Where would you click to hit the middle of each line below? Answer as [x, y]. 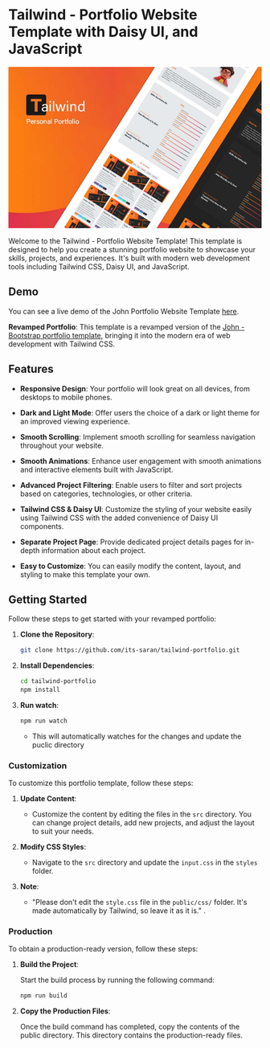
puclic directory [58, 744]
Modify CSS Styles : [53, 847]
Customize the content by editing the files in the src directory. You [141, 814]
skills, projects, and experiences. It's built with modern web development [129, 258]
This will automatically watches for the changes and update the [137, 736]
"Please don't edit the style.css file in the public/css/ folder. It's [139, 903]
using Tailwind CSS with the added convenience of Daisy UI [119, 518]
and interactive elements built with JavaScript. [96, 469]
